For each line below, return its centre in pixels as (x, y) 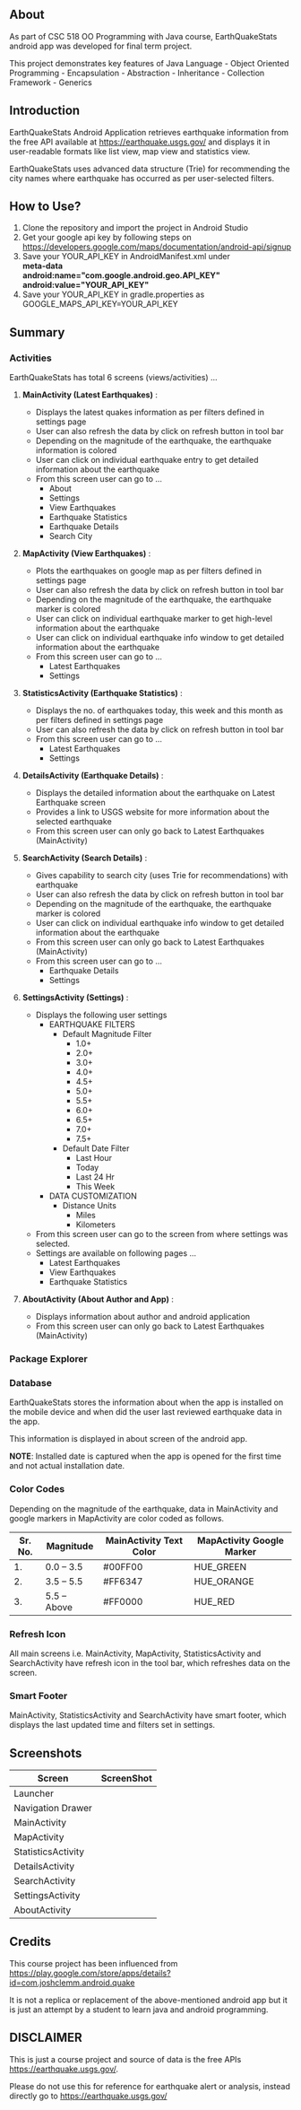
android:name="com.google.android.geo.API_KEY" (121, 275)
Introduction (45, 111)
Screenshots (46, 1753)
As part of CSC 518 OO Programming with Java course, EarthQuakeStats (143, 36)
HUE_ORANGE (224, 1581)
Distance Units (89, 1206)
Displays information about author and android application (143, 1317)
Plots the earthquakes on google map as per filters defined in (149, 571)
